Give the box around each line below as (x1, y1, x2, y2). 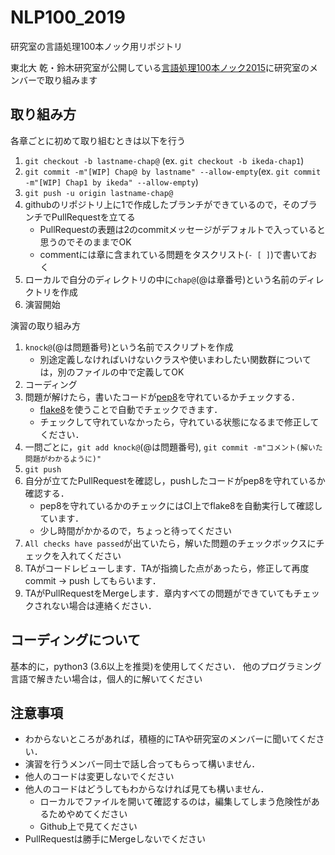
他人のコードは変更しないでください (24, 771, 175, 783)
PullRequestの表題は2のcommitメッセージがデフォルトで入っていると (39, 223, 326, 235)
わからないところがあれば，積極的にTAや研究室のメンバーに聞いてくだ (24, 733, 317, 745)
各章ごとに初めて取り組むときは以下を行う (10, 134, 186, 146)
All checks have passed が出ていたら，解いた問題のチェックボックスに (24, 537, 317, 549)
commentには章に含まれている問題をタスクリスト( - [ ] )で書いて (39, 248, 309, 260)
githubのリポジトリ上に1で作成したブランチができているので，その (24, 198, 300, 210)
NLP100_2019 (10, 6, 126, 29)
